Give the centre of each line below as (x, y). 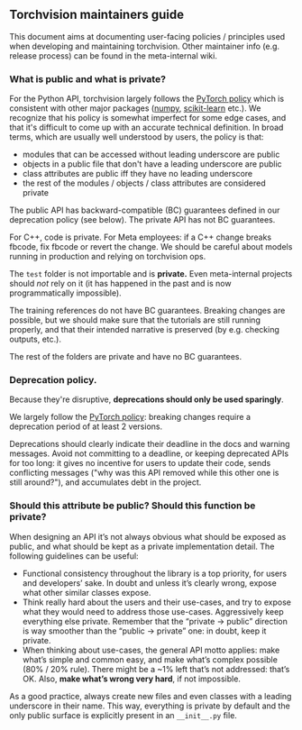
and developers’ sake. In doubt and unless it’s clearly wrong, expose (149, 583)
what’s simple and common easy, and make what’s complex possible (150, 659)
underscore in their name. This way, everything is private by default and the (150, 706)
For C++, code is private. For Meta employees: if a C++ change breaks (141, 237)
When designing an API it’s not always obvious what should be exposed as (148, 536)
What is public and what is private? (88, 78)
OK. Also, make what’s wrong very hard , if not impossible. (132, 679)
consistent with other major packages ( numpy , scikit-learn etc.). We (135, 108)
